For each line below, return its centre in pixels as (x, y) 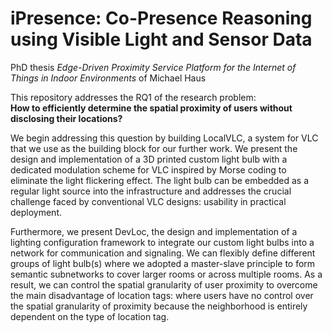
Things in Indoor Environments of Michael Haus (108, 78)
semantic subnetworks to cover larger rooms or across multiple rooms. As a (166, 274)
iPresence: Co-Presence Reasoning (161, 18)
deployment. (36, 212)
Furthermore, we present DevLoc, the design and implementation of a (154, 231)
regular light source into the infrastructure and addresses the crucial (151, 191)
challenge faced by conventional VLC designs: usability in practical (148, 201)
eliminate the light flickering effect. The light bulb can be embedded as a (159, 180)
